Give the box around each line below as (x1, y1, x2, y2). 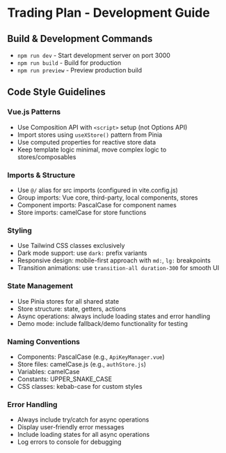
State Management (7, 281, 74, 291)
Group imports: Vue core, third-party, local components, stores (17, 193, 198, 202)
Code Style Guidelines (7, 86, 106, 98)
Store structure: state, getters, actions (17, 304, 127, 313)
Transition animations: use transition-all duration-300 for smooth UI (17, 264, 220, 272)
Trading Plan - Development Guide (7, 5, 210, 21)
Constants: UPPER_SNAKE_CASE (17, 375, 113, 383)
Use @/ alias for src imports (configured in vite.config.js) (17, 186, 179, 194)
